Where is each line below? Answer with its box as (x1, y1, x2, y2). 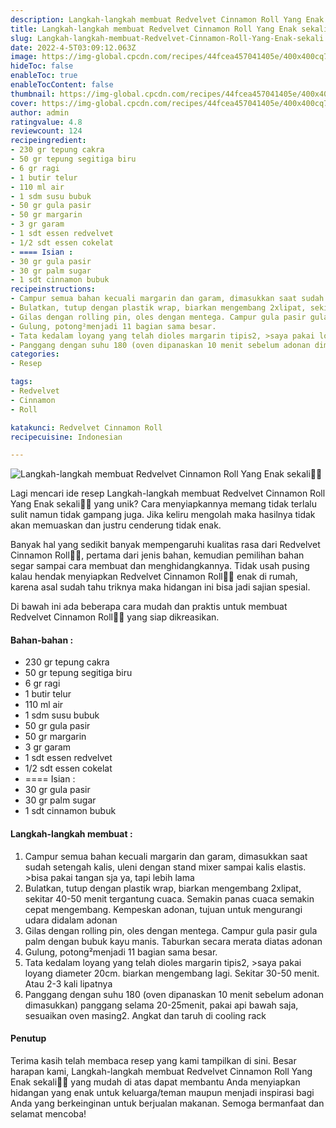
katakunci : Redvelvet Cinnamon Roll (10, 422, 163, 433)
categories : (10, 349, 60, 360)
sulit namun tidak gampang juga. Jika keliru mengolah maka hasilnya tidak (10, 509, 316, 521)
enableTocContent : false (10, 80, 114, 90)
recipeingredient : (10, 136, 87, 146)
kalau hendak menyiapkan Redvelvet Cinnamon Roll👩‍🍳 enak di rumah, (10, 571, 298, 583)
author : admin (10, 107, 70, 118)
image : (10, 52, 38, 62)
